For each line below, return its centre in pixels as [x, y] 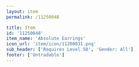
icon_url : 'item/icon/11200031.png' [51, 44]
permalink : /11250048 [33, 17]
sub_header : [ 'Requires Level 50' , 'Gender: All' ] [70, 50]
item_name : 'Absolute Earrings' [46, 39]
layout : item [22, 11]
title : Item [21, 28]
